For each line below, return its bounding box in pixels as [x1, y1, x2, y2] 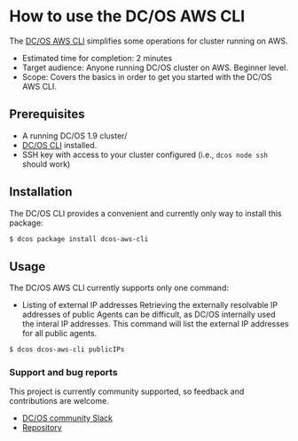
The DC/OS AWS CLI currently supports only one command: [9, 282, 229, 294]
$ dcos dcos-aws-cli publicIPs [9, 345, 125, 354]
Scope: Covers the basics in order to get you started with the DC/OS [21, 71, 272, 82]
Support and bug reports [9, 366, 118, 379]
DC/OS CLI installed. [21, 139, 98, 150]
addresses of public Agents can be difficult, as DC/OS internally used [21, 309, 276, 320]
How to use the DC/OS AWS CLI [9, 6, 246, 27]
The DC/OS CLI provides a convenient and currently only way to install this [9, 208, 282, 218]
